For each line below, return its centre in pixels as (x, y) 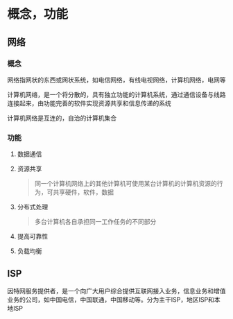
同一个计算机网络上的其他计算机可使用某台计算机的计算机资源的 (126, 184)
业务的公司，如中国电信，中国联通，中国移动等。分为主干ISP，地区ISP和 (111, 300)
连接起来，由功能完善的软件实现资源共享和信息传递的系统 (89, 103)
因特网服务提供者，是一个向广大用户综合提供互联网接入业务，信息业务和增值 (116, 291)
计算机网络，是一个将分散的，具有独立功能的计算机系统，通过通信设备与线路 (116, 94)
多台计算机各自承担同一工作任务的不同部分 (95, 222)
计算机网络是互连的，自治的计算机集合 (62, 118)
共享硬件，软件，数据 (84, 192)
